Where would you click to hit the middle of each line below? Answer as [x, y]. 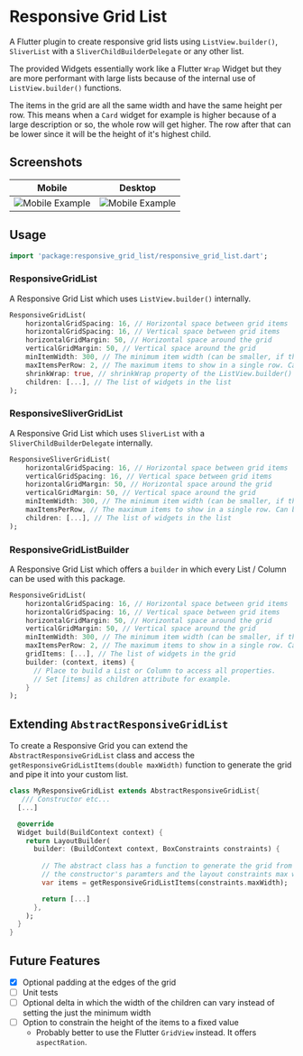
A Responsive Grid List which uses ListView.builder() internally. [130, 298]
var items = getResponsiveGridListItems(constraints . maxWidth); [165, 882]
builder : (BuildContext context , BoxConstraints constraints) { [156, 849]
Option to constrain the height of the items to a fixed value [130, 1023]
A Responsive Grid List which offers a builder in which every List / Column [148, 569]
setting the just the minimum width [87, 1013]
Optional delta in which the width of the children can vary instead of [148, 1003]
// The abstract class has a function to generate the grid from [167, 866]
